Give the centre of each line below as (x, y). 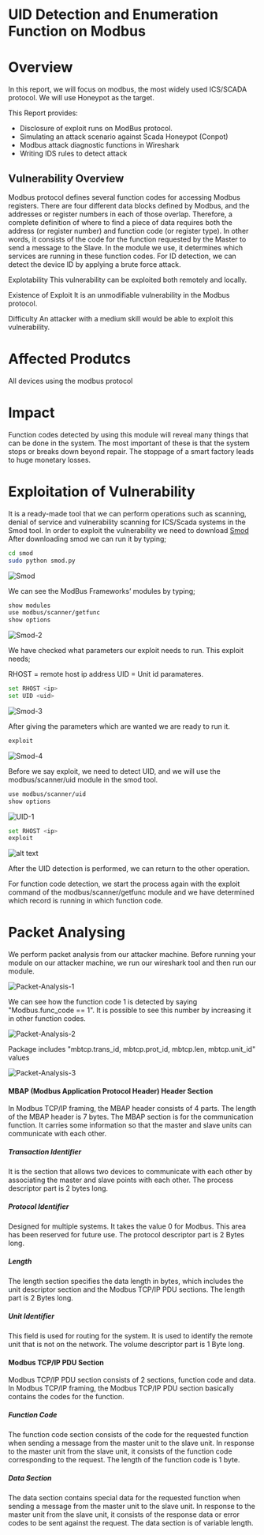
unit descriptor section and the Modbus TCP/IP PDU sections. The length (127, 1289)
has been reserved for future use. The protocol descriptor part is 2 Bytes (126, 1235)
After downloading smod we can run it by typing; (87, 539)
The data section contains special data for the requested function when (124, 1498)
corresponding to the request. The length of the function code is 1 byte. (124, 1460)
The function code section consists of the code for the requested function (128, 1435)
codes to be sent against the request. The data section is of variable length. (131, 1523)
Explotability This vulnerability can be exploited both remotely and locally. (128, 280)
